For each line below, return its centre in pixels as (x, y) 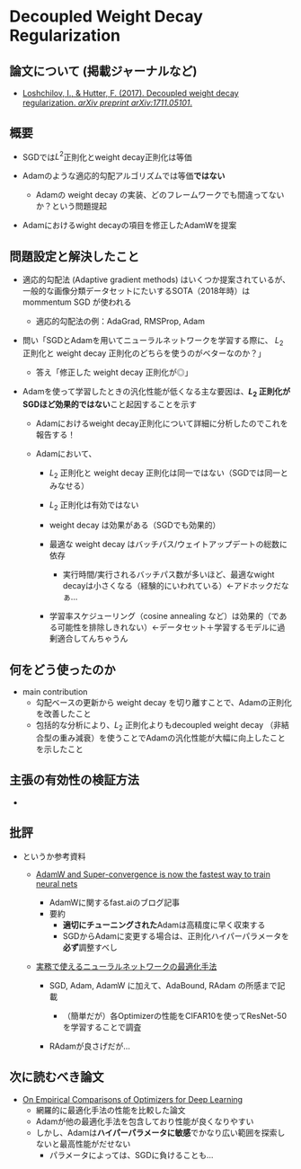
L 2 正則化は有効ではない (94, 505)
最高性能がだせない (95, 1144)
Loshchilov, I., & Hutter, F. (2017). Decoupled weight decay (131, 93)
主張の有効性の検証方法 (74, 780)
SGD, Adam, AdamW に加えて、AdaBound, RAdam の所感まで (163, 985)
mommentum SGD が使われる (77, 302)
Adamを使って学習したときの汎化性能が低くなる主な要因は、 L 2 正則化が (156, 393)
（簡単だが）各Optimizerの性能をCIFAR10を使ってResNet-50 (175, 1015)
